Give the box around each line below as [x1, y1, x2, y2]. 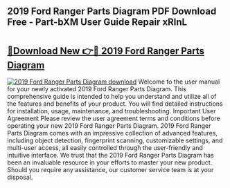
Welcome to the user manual [138, 77, 220, 86]
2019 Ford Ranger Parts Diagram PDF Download [7, 6, 217, 17]
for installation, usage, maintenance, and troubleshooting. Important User [7, 107, 216, 115]
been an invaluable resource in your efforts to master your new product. [7, 158, 213, 167]
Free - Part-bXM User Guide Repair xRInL [7, 17, 188, 28]
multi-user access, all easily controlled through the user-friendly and [7, 144, 203, 151]
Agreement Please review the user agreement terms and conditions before [7, 114, 220, 122]
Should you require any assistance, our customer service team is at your [7, 166, 214, 173]
